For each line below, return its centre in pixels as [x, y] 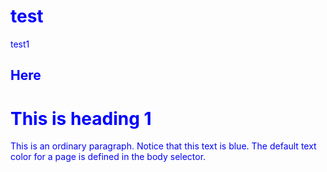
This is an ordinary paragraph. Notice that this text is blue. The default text [163, 146]
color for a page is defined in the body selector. [108, 157]
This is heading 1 [81, 118]
